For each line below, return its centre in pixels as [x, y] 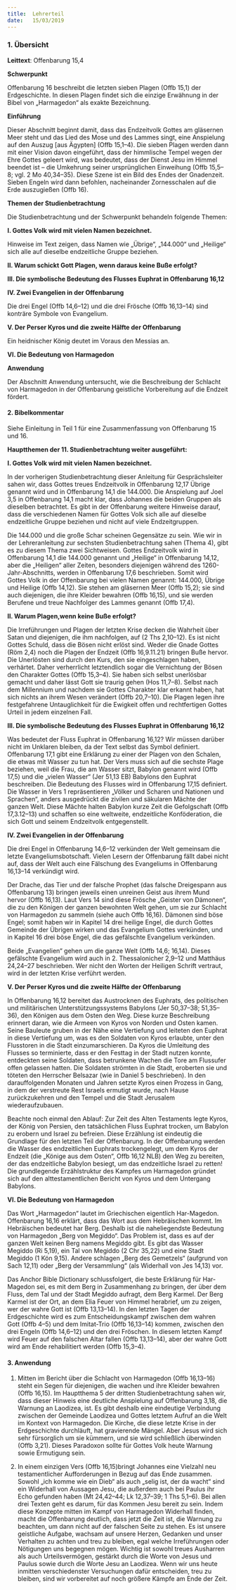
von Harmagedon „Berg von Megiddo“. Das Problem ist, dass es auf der [111, 1236]
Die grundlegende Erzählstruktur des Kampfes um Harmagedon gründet [112, 1171]
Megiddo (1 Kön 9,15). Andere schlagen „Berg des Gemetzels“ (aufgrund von [118, 1258]
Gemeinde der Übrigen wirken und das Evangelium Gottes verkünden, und [115, 930]
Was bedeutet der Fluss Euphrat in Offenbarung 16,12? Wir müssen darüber [116, 739]
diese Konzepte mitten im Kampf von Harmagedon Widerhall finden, [116, 1512]
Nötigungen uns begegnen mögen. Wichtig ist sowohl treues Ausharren [121, 1549]
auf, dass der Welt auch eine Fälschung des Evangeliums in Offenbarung [112, 864]
